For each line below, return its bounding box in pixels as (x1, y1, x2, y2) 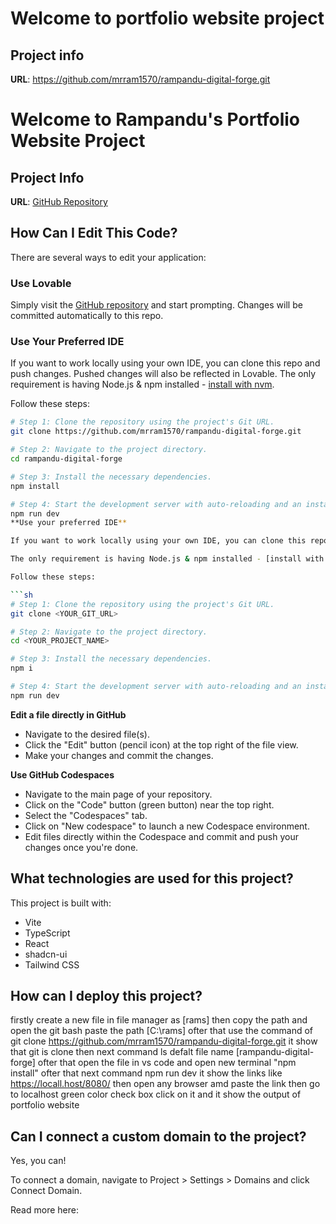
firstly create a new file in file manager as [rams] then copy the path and (10, 1014, 308, 1026)
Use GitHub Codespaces (10, 768, 115, 781)
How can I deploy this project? (10, 987, 203, 1004)
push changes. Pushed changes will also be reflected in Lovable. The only (10, 368, 317, 380)
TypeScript (24, 927, 71, 939)
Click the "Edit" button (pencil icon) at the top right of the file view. (24, 738, 299, 751)
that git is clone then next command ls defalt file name (10, 1046, 234, 1058)
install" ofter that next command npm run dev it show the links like (10, 1067, 283, 1079)
